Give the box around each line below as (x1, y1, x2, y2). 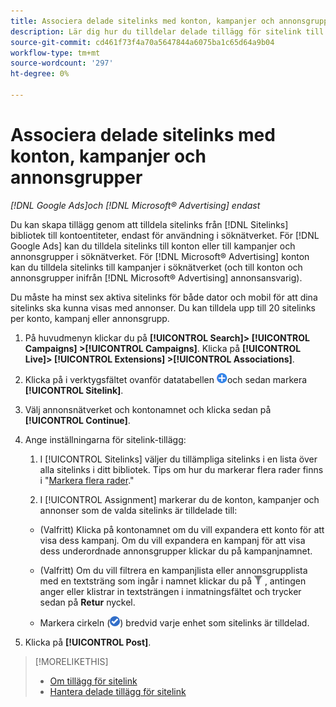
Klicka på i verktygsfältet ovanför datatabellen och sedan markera (24, 373, 308, 385)
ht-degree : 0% (10, 69, 70, 79)
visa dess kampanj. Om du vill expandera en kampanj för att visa (39, 534, 306, 546)
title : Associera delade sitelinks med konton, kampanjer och (10, 16, 275, 26)
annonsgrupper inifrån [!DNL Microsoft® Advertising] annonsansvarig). (10, 271, 303, 284)
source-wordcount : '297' (10, 58, 114, 69)
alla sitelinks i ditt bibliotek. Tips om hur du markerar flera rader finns (39, 463, 324, 475)
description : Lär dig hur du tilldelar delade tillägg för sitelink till (10, 26, 325, 37)
